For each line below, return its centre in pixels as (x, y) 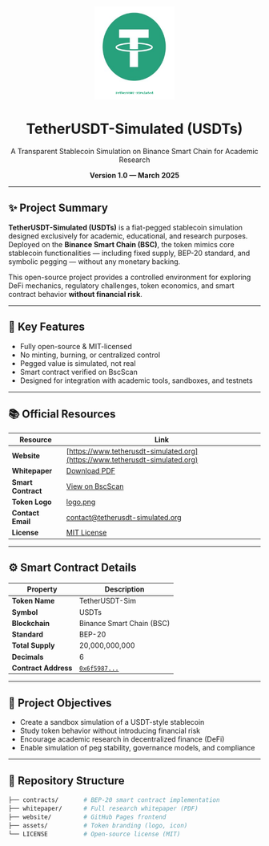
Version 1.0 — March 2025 (134, 175)
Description (124, 589)
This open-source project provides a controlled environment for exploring (130, 277)
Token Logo (32, 502)
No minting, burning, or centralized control (90, 355)
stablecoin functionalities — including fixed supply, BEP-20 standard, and (129, 253)
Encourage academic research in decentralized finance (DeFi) (122, 739)
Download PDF (91, 471)
